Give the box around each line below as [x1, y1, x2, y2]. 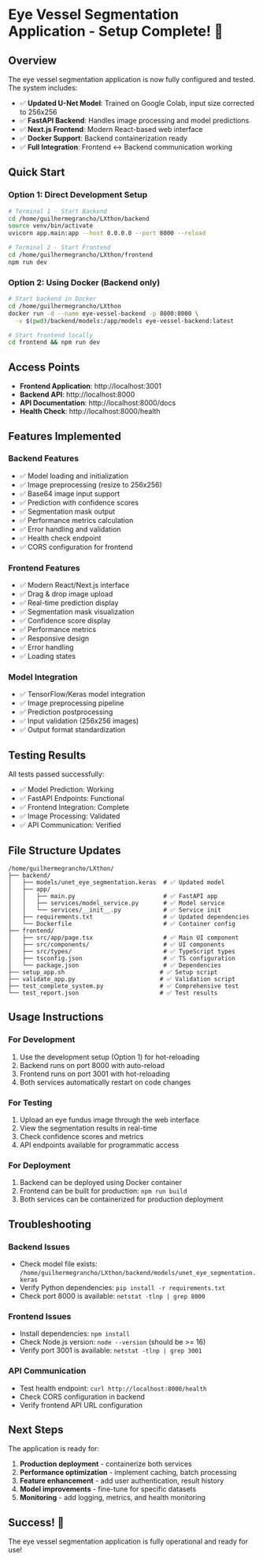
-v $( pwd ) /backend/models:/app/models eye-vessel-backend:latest [15, 317, 235, 325]
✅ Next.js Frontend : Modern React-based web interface [19, 125, 203, 134]
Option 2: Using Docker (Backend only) [8, 276, 161, 288]
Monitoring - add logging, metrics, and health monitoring [19, 1493, 206, 1503]
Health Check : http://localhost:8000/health [19, 407, 161, 416]
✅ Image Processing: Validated [19, 811, 120, 821]
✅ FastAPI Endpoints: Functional [19, 794, 124, 803]
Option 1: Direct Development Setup [8, 190, 148, 201]
